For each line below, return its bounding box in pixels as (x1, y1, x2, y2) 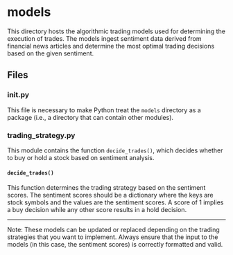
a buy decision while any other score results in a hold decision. (7, 206, 187, 214)
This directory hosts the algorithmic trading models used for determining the (7, 27, 225, 35)
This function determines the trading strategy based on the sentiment (7, 184, 206, 192)
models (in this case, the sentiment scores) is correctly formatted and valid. (7, 240, 223, 249)
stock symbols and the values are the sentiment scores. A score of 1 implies (7, 198, 224, 206)
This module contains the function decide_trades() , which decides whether (7, 146, 223, 155)
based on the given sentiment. (7, 49, 94, 58)
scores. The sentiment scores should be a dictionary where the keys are (7, 191, 214, 200)
